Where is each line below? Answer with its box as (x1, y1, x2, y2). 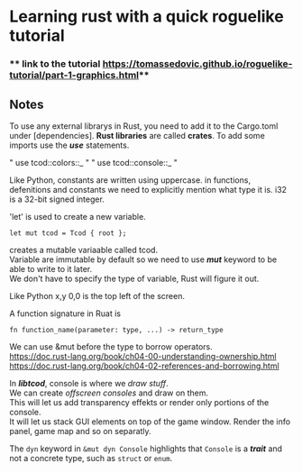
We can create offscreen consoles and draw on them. (9, 387, 209, 398)
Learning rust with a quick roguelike (9, 6, 284, 27)
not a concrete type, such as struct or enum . (9, 452, 173, 463)
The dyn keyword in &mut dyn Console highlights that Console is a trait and (9, 443, 282, 454)
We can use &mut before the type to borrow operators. (9, 340, 214, 352)
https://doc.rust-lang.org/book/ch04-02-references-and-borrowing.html (9, 360, 279, 371)
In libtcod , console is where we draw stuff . (9, 377, 169, 388)
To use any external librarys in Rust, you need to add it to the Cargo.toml (9, 120, 279, 132)
